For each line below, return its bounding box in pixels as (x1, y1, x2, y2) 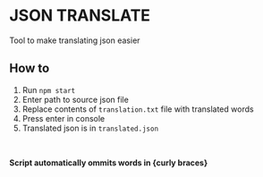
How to (9, 61, 50, 76)
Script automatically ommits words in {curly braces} (9, 157, 208, 168)
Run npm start (21, 84, 76, 95)
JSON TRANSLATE (9, 5, 150, 26)
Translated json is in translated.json (21, 122, 159, 133)
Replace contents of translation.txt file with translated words (21, 104, 254, 114)
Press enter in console (21, 113, 106, 123)
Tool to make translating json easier (9, 35, 140, 46)
